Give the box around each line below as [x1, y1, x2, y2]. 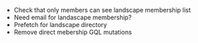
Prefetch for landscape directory [13, 21, 108, 28]
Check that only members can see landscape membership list [13, 6, 191, 14]
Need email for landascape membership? [13, 13, 132, 21]
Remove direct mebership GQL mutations [13, 28, 132, 36]
